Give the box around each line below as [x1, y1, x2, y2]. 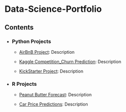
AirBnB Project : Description [19, 49, 75, 55]
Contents [4, 23, 34, 32]
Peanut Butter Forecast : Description [19, 92, 92, 98]
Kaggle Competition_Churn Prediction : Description [19, 58, 122, 65]
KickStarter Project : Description [19, 68, 84, 74]
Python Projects [11, 38, 51, 45]
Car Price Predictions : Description [19, 101, 88, 107]
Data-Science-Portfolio [4, 3, 102, 15]
